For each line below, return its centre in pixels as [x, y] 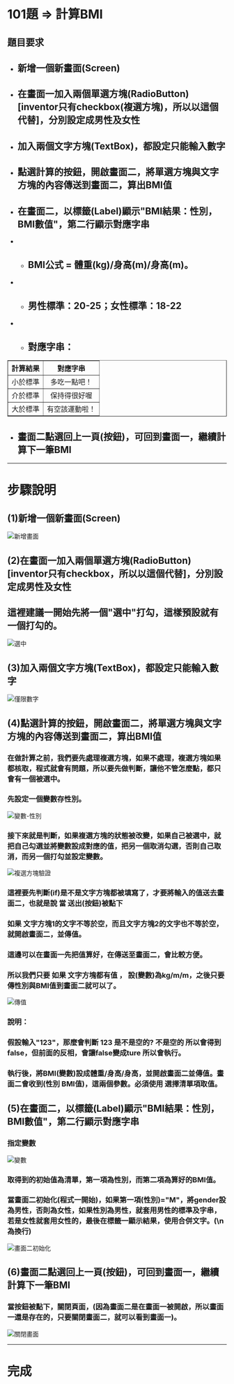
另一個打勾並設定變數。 [68, 856]
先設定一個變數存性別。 [46, 799]
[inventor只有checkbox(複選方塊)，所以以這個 [118, 107]
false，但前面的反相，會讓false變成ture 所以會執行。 [96, 1053]
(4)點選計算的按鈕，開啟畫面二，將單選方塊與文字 [115, 723]
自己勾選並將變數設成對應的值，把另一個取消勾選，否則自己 [114, 846]
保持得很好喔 [71, 396]
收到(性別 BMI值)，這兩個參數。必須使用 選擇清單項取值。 [125, 1084]
